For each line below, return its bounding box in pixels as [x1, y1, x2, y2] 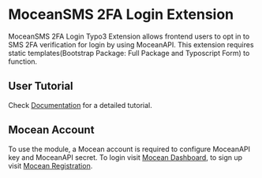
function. [8, 57, 38, 66]
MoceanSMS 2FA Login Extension [8, 6, 234, 24]
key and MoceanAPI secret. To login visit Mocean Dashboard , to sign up [8, 152, 243, 162]
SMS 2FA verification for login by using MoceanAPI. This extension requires [8, 39, 254, 49]
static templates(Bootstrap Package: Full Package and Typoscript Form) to [8, 48, 250, 57]
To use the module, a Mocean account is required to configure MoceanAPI [8, 144, 251, 154]
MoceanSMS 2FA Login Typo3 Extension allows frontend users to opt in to [8, 32, 250, 41]
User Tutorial [8, 80, 73, 93]
